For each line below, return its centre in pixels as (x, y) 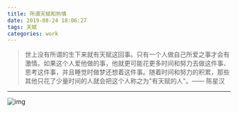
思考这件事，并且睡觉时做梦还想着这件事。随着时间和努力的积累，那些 (127, 72)
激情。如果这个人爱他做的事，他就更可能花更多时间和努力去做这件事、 (127, 64)
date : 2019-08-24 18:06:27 (47, 20)
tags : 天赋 (22, 27)
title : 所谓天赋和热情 (37, 14)
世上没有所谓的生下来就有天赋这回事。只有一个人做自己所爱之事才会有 (127, 54)
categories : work (33, 34)
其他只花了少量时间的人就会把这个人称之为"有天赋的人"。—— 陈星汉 (125, 81)
